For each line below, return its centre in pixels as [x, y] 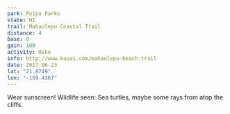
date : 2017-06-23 [32, 65]
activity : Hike [29, 53]
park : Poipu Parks [34, 13]
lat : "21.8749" [29, 71]
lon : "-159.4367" [32, 78]
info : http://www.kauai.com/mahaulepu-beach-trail [82, 59]
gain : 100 [22, 46]
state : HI [22, 20]
